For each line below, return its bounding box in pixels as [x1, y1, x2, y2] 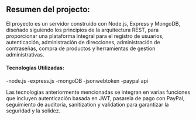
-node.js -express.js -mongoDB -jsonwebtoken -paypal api [6, 77, 149, 84]
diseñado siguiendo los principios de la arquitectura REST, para [6, 26, 159, 33]
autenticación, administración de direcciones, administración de [6, 38, 160, 45]
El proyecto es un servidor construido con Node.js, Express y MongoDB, [6, 20, 180, 27]
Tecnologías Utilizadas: [6, 64, 64, 72]
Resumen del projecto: [6, 5, 91, 15]
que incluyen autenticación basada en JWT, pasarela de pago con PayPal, [6, 95, 185, 102]
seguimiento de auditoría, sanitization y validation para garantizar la [6, 101, 169, 108]
